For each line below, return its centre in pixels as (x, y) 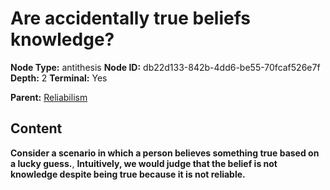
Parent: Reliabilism (49, 97)
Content (36, 128)
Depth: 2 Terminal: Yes (59, 78)
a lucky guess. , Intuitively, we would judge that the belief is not (144, 163)
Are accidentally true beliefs (130, 18)
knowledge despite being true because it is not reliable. (128, 174)
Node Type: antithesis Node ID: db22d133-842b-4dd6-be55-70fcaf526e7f (165, 67)
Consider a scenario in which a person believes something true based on (165, 153)
